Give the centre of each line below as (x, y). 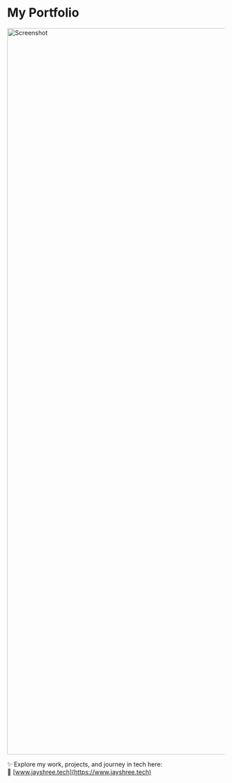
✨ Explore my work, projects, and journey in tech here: (85, 764)
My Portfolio (43, 13)
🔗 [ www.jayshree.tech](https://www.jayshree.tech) (79, 772)
